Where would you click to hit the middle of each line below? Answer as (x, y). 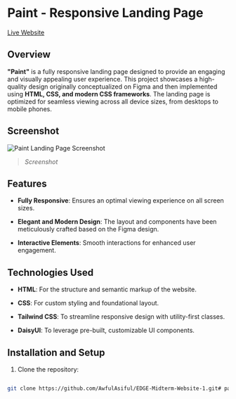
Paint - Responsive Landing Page (105, 13)
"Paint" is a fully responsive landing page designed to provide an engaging (116, 71)
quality (17, 87)
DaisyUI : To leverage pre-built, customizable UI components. (106, 330)
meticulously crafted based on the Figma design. (88, 229)
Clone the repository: (48, 369)
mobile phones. (30, 109)
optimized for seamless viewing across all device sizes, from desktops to (113, 101)
